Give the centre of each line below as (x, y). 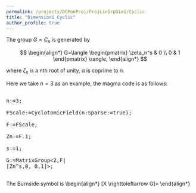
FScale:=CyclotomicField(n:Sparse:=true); (69, 113)
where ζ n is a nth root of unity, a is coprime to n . (65, 71)
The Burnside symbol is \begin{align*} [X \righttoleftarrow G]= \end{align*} (98, 183)
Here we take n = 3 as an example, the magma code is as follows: (87, 83)
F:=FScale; (22, 124)
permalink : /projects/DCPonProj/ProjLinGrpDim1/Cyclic (76, 12)
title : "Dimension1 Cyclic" (41, 17)
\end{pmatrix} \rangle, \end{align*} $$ (100, 59)
